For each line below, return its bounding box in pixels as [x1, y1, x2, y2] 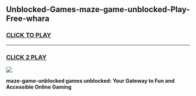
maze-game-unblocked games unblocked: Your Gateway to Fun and [6, 77, 175, 84]
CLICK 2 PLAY [6, 53, 47, 61]
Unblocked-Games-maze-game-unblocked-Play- [6, 5, 190, 15]
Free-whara [6, 14, 50, 24]
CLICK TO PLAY [6, 31, 51, 40]
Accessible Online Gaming [6, 83, 72, 90]
